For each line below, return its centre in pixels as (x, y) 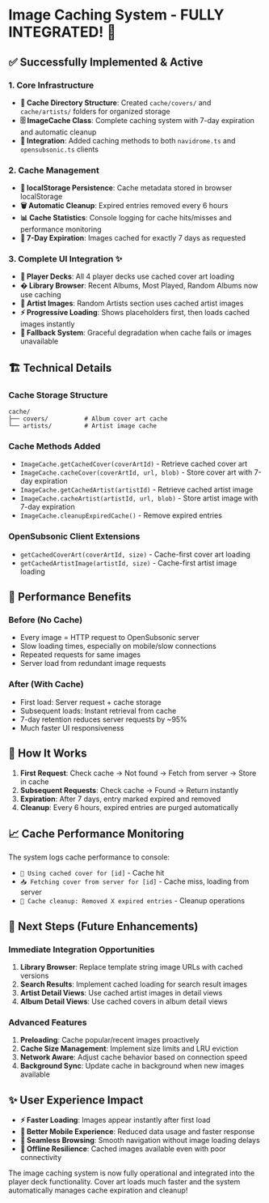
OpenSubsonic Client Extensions (74, 536)
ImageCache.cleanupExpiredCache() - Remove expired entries (121, 515)
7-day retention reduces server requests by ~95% (103, 719)
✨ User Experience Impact (76, 1100)
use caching (41, 295)
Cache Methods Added (55, 446)
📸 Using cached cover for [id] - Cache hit (92, 873)
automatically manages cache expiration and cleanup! (98, 1190)
